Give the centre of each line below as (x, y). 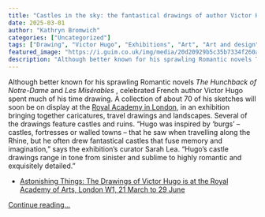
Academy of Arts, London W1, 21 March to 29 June (102, 189)
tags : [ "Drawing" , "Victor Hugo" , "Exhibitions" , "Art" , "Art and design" (134, 45)
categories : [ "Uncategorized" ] (60, 37)
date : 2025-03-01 (37, 23)
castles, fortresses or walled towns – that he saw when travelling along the (129, 132)
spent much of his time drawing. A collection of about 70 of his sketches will (132, 99)
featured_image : (35, 52)
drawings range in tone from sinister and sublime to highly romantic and (125, 157)
